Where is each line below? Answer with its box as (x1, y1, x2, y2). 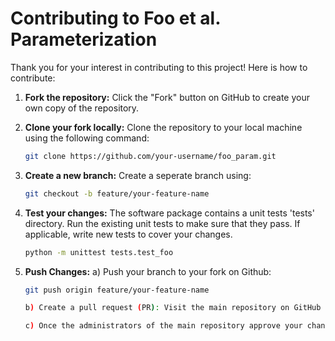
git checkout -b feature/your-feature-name (24, 188, 210, 199)
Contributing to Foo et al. (10, 7, 221, 30)
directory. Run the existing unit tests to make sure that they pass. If (24, 217, 301, 229)
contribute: (10, 72, 56, 84)
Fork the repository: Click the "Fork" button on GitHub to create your (24, 91, 310, 103)
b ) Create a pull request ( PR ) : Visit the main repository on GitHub (24, 303, 322, 313)
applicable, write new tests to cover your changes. (24, 228, 233, 240)
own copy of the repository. (24, 102, 140, 114)
